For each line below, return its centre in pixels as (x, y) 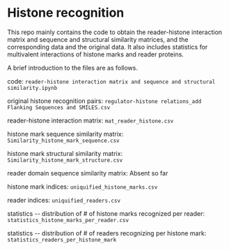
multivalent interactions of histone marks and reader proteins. (96, 54)
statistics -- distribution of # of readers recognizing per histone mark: (107, 233)
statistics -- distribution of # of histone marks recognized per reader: (106, 213)
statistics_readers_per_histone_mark (62, 240)
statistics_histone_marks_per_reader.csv (68, 220)
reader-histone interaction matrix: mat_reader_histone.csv (90, 120)
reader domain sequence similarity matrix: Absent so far (88, 173)
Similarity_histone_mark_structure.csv (65, 160)
